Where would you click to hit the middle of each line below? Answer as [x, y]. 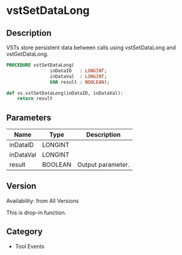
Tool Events [30, 246]
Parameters [29, 117]
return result [35, 99]
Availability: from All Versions [42, 200]
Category [25, 232]
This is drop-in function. [36, 212]
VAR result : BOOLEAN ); [80, 82]
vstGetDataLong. [27, 54]
